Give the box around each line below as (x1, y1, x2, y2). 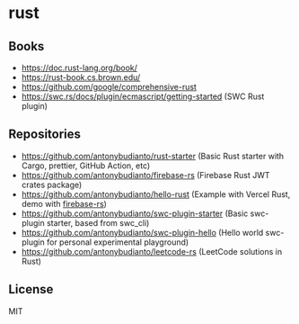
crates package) (21, 179, 83, 190)
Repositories (8, 127, 82, 142)
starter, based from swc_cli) (47, 217, 150, 228)
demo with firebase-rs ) (21, 198, 107, 209)
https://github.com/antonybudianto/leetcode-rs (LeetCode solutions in (21, 246, 283, 256)
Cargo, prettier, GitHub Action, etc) (21, 160, 151, 171)
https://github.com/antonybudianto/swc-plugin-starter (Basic (21, 208, 249, 219)
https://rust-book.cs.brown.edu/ (21, 72, 141, 83)
